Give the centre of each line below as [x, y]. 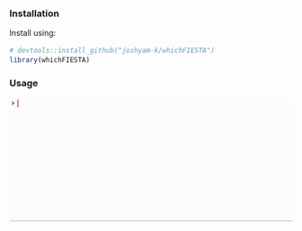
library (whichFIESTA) [50, 60]
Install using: [33, 33]
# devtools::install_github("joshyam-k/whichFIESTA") [112, 51]
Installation [35, 13]
